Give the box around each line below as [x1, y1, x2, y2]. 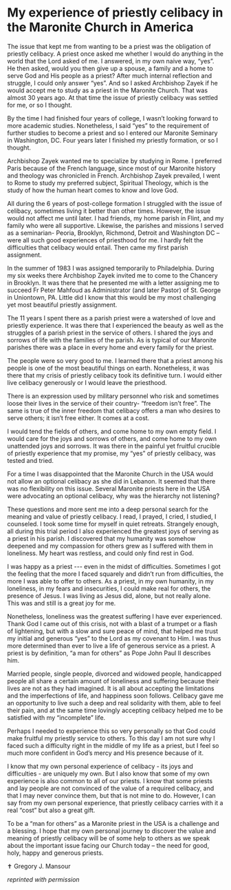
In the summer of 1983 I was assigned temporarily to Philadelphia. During [7, 264, 214, 272]
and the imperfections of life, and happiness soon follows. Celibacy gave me [7, 691, 223, 700]
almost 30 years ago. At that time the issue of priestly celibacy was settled [7, 93, 219, 101]
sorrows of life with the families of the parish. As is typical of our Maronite [7, 335, 217, 344]
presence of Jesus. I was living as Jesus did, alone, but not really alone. [7, 591, 211, 600]
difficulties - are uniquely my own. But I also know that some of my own [7, 769, 210, 778]
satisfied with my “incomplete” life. [7, 713, 106, 721]
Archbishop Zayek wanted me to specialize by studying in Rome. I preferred [7, 156, 222, 165]
